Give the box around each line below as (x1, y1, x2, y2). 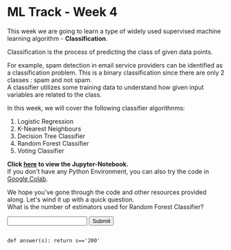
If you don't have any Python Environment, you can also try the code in (7, 167, 210, 175)
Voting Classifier (17, 146, 64, 155)
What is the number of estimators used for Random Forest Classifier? (7, 202, 204, 211)
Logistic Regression (17, 117, 74, 125)
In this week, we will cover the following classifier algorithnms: (7, 104, 185, 112)
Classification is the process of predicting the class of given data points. (7, 48, 213, 56)
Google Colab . (7, 174, 48, 183)
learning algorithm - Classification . (7, 34, 108, 42)
